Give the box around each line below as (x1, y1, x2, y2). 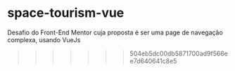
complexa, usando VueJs (7, 35, 81, 44)
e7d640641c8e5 (129, 56, 177, 65)
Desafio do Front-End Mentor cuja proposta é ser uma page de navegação (7, 28, 223, 37)
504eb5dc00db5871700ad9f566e (129, 49, 229, 58)
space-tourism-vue (7, 5, 125, 21)
